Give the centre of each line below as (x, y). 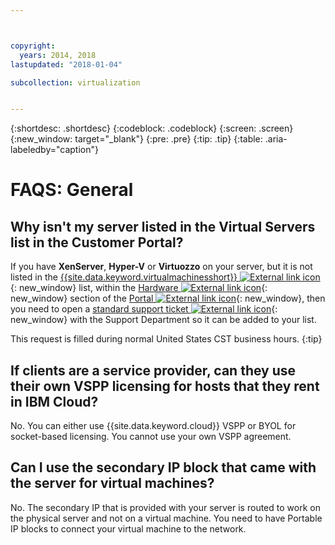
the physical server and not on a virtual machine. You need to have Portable (166, 518)
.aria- (276, 139)
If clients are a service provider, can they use (153, 370)
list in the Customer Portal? (97, 242)
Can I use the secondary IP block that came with (163, 467)
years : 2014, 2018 (58, 55)
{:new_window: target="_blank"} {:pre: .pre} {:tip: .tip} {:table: (136, 139)
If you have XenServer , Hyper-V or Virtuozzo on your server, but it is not (161, 267)
